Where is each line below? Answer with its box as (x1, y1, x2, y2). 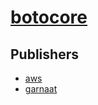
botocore (10, 6, 88, 29)
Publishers (10, 46, 79, 63)
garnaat (24, 83, 58, 95)
